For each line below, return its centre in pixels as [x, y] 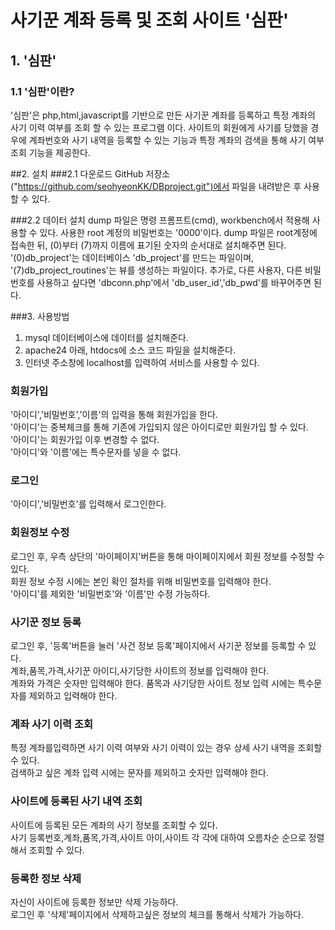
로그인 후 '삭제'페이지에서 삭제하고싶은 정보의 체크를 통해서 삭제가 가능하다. [157, 914]
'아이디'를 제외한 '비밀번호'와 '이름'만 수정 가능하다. [110, 593]
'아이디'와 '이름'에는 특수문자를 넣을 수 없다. [96, 452]
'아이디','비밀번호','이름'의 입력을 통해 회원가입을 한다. [114, 415]
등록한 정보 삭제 [46, 878]
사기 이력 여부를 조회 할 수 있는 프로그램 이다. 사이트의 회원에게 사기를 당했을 [159, 127]
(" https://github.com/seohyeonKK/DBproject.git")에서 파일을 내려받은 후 [156, 186]
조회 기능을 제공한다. [50, 152]
